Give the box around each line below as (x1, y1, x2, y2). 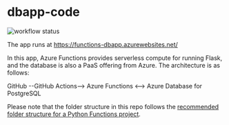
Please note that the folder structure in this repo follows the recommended (7, 102, 219, 110)
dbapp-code (7, 4, 81, 20)
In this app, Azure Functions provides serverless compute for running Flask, (7, 53, 223, 62)
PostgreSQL (7, 89, 41, 97)
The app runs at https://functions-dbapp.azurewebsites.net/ (7, 40, 178, 48)
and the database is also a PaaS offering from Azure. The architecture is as (7, 61, 221, 69)
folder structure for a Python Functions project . (7, 110, 141, 118)
